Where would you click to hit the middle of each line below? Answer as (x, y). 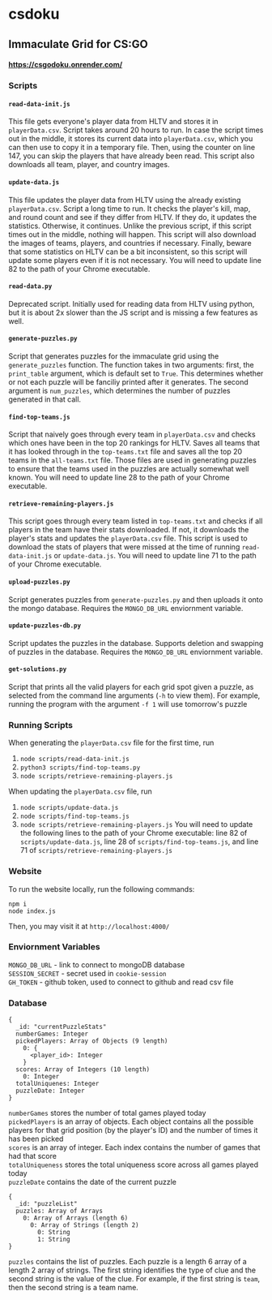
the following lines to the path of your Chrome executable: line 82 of (134, 833)
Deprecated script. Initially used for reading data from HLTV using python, (132, 303)
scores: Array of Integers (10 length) (83, 1070)
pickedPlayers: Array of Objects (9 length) (92, 1041)
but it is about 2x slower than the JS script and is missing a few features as (133, 312)
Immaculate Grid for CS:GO (78, 44)
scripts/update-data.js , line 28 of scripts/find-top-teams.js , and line (139, 842)
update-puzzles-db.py (45, 626)
